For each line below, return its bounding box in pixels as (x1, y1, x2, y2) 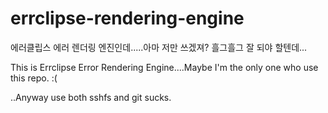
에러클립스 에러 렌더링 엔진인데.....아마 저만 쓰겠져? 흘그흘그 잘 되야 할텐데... (10, 41, 308, 53)
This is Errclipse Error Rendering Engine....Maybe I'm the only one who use (10, 61, 319, 73)
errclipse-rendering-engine (10, 7, 245, 30)
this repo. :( (10, 72, 58, 84)
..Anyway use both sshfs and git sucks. (10, 91, 172, 103)
